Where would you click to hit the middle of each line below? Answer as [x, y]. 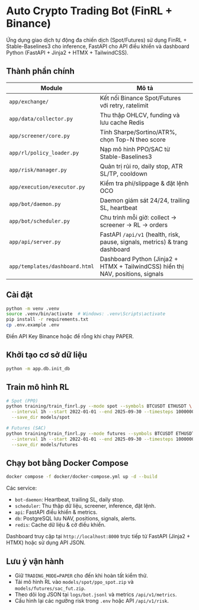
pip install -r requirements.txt [47, 320]
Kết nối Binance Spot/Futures [140, 98]
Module [52, 88]
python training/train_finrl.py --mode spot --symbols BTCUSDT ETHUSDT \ [99, 406]
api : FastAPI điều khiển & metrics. [56, 512]
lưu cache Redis [122, 122]
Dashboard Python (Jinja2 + [139, 259]
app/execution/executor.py [47, 187]
